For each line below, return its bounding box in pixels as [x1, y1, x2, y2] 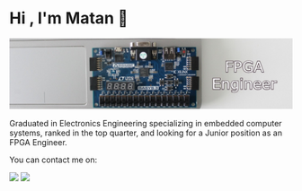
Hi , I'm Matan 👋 [9, 8, 129, 29]
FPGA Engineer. [9, 136, 67, 147]
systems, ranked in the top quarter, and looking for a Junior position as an [9, 127, 283, 138]
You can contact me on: [9, 154, 97, 165]
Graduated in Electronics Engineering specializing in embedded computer [9, 117, 282, 128]
